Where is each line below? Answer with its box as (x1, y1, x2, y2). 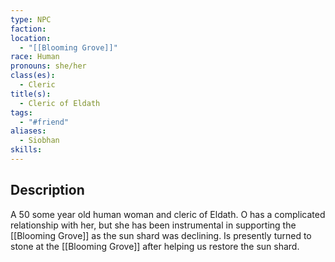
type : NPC (10, 14, 52, 25)
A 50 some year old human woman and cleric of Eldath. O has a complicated (10, 208, 326, 220)
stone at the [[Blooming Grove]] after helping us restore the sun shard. (10, 240, 300, 252)
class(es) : (10, 71, 56, 81)
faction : (10, 24, 47, 34)
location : (10, 33, 52, 43)
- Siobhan (19, 136, 60, 146)
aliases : (10, 126, 47, 136)
